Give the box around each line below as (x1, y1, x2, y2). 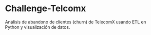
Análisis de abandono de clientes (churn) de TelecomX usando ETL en (5, 19, 146, 25)
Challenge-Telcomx (5, 3, 86, 14)
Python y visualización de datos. (5, 24, 70, 30)
